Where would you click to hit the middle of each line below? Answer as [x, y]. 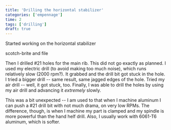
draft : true [18, 29]
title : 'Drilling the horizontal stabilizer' [54, 10]
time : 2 [14, 19]
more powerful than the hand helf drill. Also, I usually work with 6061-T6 [81, 116]
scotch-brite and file [27, 54]
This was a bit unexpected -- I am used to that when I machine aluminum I [83, 100]
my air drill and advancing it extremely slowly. [53, 90]
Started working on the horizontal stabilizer [51, 43]
